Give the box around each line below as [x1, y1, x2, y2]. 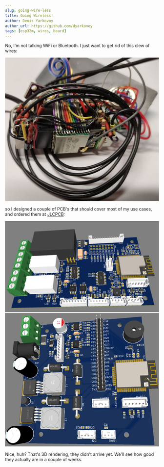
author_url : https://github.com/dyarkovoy [5, 24, 93, 28]
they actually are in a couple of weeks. [5, 457, 83, 463]
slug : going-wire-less [5, 8, 51, 13]
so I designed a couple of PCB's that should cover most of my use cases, [5, 206, 152, 212]
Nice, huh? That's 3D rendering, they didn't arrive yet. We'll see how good [5, 451, 154, 457]
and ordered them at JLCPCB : [5, 211, 65, 217]
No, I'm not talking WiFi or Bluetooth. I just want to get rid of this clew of [5, 43, 150, 49]
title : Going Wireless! [5, 13, 54, 18]
